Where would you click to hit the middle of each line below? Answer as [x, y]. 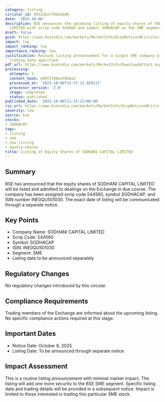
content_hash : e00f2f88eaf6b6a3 [43, 78]
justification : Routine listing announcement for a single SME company [80, 55]
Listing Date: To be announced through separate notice [68, 351]
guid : [11, 37]
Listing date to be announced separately [53, 258]
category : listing [24, 10]
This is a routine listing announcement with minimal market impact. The [77, 378]
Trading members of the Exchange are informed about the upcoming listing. [82, 313]
